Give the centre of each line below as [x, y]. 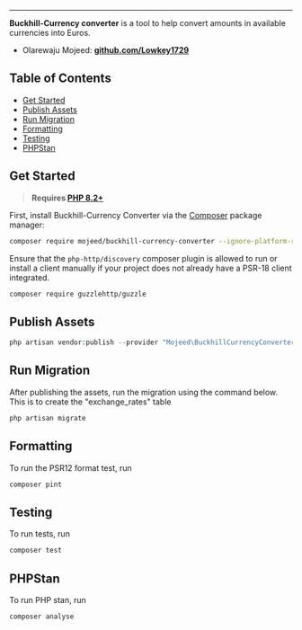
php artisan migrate [48, 418]
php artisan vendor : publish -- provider [84, 342]
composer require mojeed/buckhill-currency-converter [112, 241]
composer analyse [42, 617]
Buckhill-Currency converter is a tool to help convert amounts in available [147, 23]
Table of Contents [61, 79]
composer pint [36, 484]
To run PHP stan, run [48, 599]
